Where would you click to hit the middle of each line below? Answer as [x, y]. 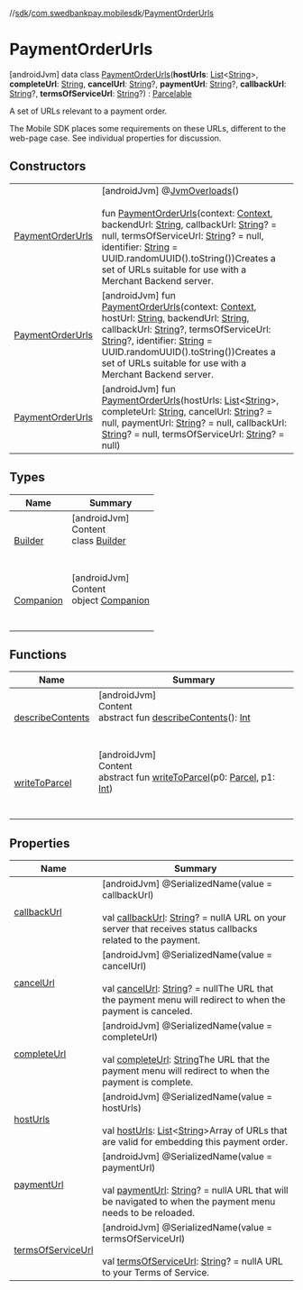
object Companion [111, 600]
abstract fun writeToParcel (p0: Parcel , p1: [187, 777]
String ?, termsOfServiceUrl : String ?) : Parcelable [101, 93]
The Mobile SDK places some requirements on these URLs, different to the [148, 128]
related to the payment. [151, 940]
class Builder [99, 540]
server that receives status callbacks [180, 929]
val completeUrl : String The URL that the [186, 1060]
